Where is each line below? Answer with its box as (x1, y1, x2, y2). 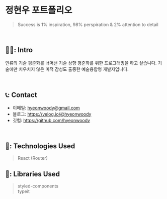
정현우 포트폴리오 (5, 5, 72, 16)
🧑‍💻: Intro (5, 46, 33, 54)
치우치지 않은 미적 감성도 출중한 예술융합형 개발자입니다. (18, 66, 129, 72)
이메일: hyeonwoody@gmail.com (12, 105, 80, 111)
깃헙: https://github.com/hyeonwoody (12, 117, 91, 123)
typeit (17, 188, 30, 194)
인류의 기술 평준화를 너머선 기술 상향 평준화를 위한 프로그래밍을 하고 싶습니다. (5, 60, 157, 66)
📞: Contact (5, 91, 37, 99)
